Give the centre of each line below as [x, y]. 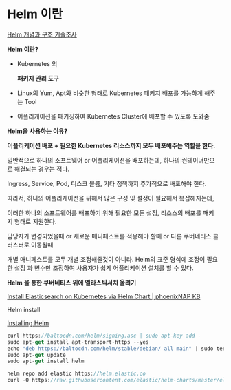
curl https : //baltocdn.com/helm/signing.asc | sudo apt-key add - [104, 336]
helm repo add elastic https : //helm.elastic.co [77, 374]
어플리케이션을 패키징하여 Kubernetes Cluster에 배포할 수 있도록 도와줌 [113, 116]
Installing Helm [28, 323]
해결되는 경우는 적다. [42, 169]
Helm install [24, 309]
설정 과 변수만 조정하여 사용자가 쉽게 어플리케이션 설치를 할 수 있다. [104, 268]
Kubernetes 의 [37, 63]
